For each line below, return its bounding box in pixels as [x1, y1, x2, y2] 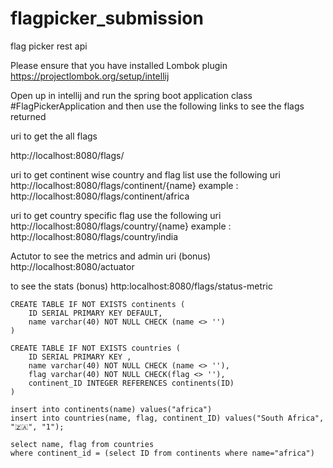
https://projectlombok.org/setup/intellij [10, 70, 170, 82]
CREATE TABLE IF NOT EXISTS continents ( [10, 299, 186, 309]
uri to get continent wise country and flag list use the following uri [10, 168, 281, 181]
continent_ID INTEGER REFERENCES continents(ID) [28, 378, 235, 388]
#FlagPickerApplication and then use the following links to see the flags [10, 100, 305, 112]
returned [10, 110, 47, 122]
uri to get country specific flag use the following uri [10, 209, 222, 221]
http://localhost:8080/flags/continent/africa [10, 190, 190, 202]
